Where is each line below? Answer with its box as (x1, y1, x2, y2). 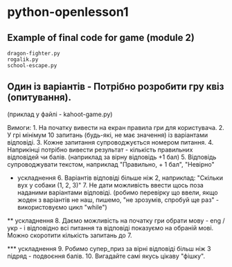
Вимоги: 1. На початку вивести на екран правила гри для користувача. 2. (7, 123, 225, 131)
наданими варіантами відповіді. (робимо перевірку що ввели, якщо (17, 188, 218, 196)
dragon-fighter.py (7, 50, 60, 57)
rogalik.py (7, 56, 39, 63)
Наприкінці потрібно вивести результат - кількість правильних (7, 145, 193, 154)
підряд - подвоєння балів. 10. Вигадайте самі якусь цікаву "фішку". (7, 252, 206, 260)
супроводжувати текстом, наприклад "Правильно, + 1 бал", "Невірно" (7, 160, 215, 168)
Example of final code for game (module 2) (7, 32, 195, 44)
